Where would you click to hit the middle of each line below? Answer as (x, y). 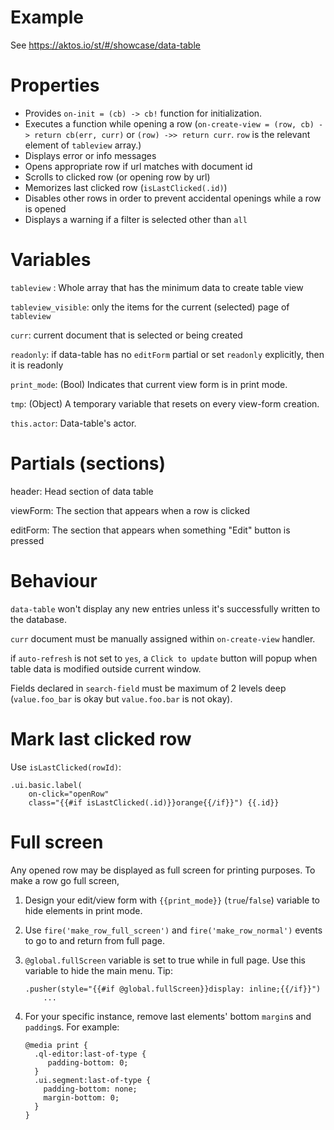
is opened (45, 208)
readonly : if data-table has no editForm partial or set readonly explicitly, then (167, 354)
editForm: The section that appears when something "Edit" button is (150, 530)
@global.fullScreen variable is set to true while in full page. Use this (165, 960)
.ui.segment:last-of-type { (93, 1080)
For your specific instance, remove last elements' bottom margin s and (168, 1016)
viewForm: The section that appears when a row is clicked (130, 510)
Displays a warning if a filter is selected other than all (136, 219)
